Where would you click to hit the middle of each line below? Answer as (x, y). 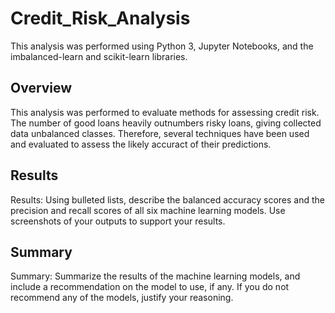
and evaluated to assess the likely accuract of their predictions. (141, 144)
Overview (41, 88)
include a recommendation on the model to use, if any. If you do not (150, 287)
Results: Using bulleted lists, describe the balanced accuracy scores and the (167, 199)
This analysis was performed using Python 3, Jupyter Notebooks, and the (162, 46)
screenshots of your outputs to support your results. (118, 221)
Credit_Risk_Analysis (100, 18)
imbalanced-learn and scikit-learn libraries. (99, 56)
